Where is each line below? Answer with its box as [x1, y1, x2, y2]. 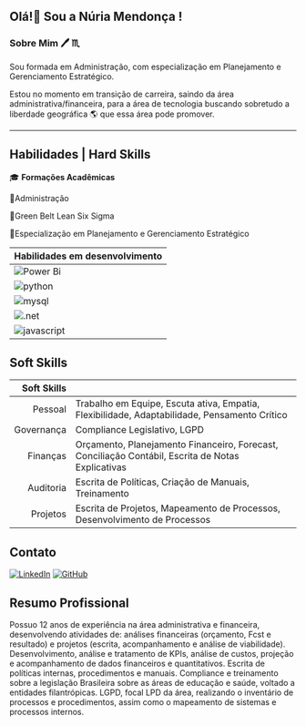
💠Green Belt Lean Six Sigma [9, 210, 115, 221]
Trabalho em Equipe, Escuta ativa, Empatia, [75, 397, 260, 410]
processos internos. [9, 706, 85, 717]
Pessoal [32, 403, 66, 415]
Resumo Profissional [9, 595, 129, 610]
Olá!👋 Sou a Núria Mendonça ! [9, 9, 183, 25]
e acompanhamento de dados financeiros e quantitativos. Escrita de [9, 658, 266, 669]
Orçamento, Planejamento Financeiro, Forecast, [75, 438, 279, 451]
